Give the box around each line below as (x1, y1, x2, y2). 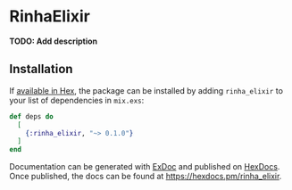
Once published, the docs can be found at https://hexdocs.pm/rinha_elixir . (9, 171, 282, 182)
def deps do (9, 112, 54, 121)
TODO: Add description (9, 36, 98, 46)
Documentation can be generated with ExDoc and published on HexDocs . (9, 161, 280, 172)
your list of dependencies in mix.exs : (9, 95, 145, 105)
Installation (9, 62, 73, 77)
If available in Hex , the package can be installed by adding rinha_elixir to (9, 85, 284, 95)
